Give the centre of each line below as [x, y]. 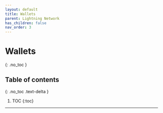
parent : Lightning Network [32, 18]
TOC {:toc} [23, 101]
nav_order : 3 [18, 28]
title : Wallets [20, 14]
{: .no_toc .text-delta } [27, 91]
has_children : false [26, 23]
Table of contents [32, 80]
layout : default [21, 9]
